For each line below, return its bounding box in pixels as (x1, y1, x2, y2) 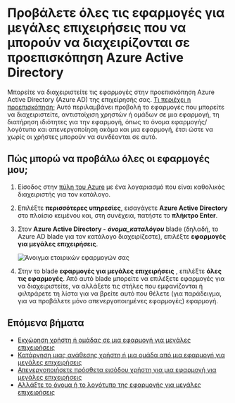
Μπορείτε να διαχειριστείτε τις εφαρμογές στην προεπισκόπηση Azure (7, 88, 215, 96)
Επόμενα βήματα (7, 317, 84, 329)
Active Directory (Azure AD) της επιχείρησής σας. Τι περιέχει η (7, 95, 191, 103)
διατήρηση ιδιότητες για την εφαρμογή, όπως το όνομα (7, 117, 170, 126)
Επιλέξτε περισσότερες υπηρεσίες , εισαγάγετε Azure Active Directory (17, 204, 228, 212)
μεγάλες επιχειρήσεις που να (7, 20, 186, 36)
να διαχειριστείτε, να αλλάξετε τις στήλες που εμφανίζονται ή (17, 282, 203, 290)
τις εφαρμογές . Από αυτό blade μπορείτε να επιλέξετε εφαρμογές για (17, 274, 225, 282)
